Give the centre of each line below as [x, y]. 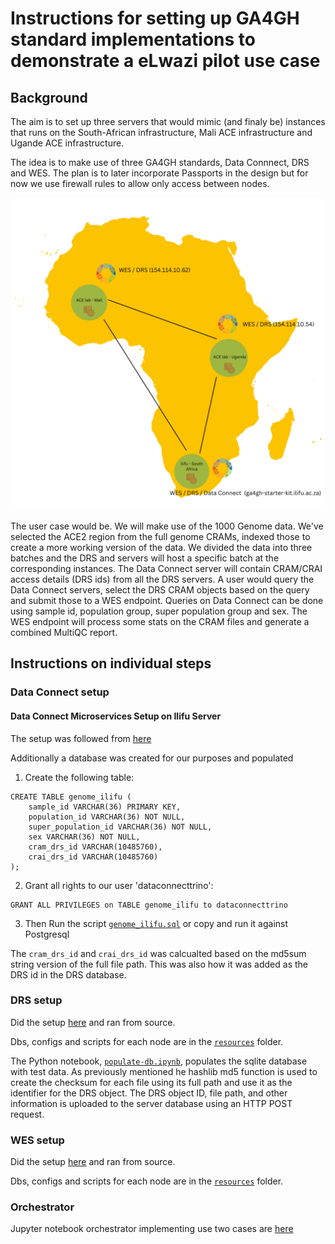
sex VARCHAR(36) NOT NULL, [84, 837]
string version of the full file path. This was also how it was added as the [159, 964]
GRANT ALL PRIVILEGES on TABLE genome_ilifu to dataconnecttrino [149, 905]
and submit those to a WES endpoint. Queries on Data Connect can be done [167, 600]
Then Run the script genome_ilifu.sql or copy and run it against [156, 923]
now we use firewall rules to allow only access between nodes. [140, 183]
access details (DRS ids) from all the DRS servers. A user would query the [162, 579]
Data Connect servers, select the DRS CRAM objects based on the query [160, 590]
